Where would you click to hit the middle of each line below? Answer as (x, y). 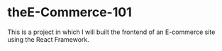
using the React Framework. (49, 39)
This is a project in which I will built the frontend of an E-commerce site (111, 32)
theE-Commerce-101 (70, 12)
